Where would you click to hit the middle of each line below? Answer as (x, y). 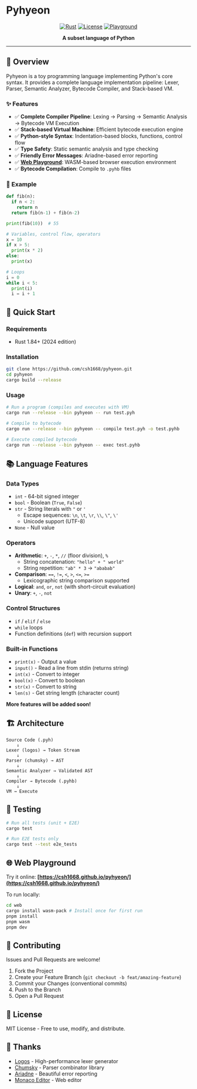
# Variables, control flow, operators (53, 234)
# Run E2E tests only (33, 839)
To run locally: (23, 894)
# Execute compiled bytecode (42, 439)
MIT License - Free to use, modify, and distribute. (66, 1028)
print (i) (22, 289)
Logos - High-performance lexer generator (66, 1061)
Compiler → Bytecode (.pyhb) (42, 781)
